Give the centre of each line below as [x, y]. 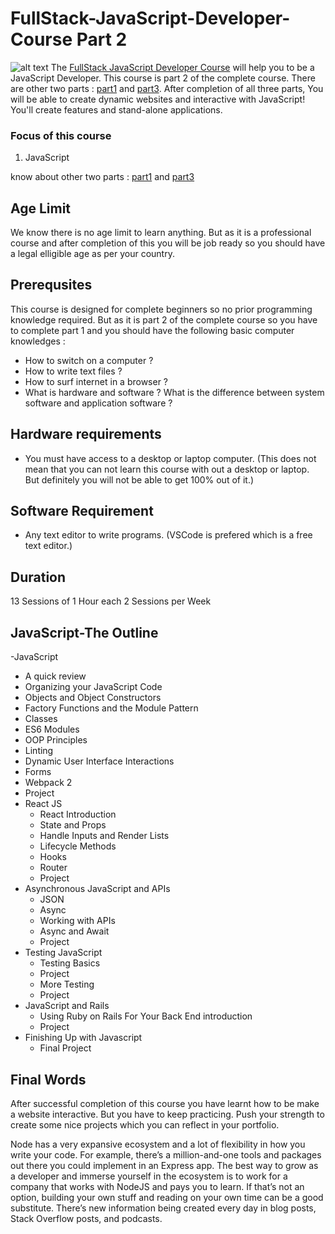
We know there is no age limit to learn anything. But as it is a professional [161, 233]
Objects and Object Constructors [93, 698]
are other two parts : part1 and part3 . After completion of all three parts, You [167, 88]
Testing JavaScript [63, 953]
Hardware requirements [86, 434]
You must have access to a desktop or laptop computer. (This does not [170, 458]
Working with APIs [77, 921]
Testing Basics [70, 963]
